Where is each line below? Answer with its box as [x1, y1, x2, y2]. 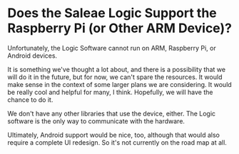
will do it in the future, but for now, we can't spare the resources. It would [7, 73, 223, 81]
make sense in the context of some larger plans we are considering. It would [7, 80, 232, 88]
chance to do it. [7, 95, 54, 104]
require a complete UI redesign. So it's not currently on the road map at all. [7, 138, 227, 147]
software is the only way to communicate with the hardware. [7, 116, 185, 125]
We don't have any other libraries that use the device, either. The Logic [7, 109, 216, 118]
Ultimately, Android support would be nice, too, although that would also [7, 130, 220, 139]
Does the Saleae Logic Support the [7, 5, 218, 21]
